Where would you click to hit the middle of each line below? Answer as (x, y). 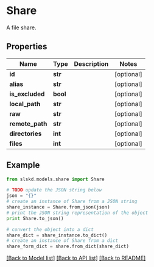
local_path (25, 104)
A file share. (21, 27)
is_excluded (27, 94)
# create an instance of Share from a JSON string (72, 202)
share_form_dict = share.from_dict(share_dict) (68, 247)
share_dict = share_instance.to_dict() (57, 235)
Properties (27, 47)
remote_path (28, 124)
